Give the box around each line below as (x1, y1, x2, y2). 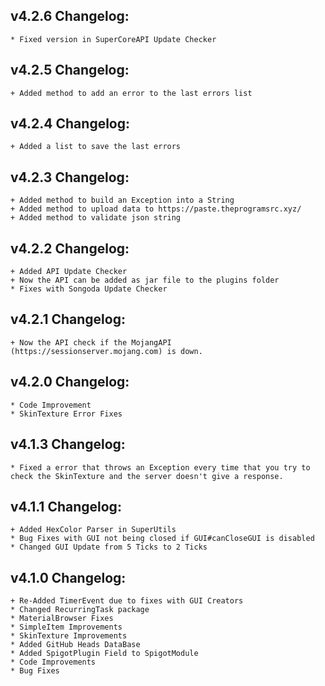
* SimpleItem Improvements (10, 622, 123, 633)
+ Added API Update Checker (10, 267, 128, 277)
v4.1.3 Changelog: (10, 436, 126, 453)
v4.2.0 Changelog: (10, 374, 130, 391)
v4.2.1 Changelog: (10, 311, 126, 328)
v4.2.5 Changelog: (10, 62, 130, 79)
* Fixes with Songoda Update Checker (10, 284, 168, 294)
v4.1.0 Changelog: (10, 569, 127, 586)
